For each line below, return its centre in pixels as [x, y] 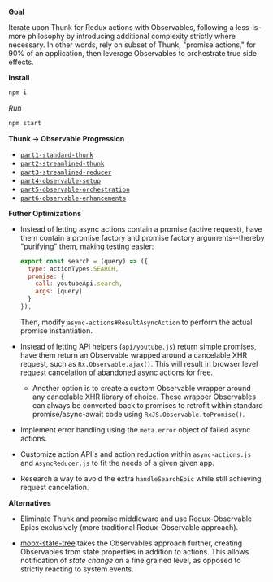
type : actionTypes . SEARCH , [74, 269]
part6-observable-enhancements [73, 198]
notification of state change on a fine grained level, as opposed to [130, 560]
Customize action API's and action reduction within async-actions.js [136, 454]
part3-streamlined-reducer [66, 172]
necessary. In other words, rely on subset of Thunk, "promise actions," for [132, 45]
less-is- [248, 27]
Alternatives [30, 502]
